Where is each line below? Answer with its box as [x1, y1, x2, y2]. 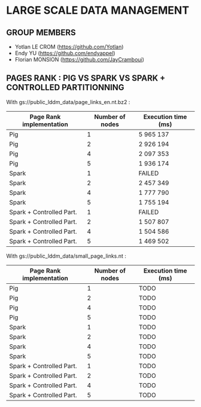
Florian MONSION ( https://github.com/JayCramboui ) [14, 56, 145, 63]
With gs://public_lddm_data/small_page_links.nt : [6, 252, 127, 259]
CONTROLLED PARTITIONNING [6, 82, 124, 93]
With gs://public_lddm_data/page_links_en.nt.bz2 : [6, 98, 130, 105]
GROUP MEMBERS [6, 27, 76, 38]
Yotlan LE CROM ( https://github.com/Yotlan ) [14, 43, 124, 50]
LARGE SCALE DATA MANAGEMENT [6, 4, 190, 17]
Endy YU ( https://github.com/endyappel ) [14, 50, 115, 57]
